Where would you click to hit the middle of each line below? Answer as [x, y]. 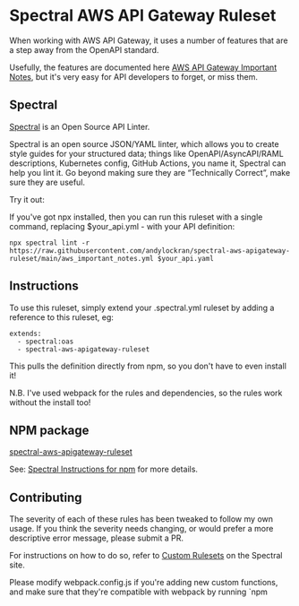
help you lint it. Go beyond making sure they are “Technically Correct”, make [150, 172]
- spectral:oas [46, 342]
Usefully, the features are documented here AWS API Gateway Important [143, 67]
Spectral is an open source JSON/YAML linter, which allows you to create [144, 143]
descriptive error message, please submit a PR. [97, 538]
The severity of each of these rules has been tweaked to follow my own [141, 519]
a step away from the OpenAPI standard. [84, 49]
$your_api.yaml [186, 258]
